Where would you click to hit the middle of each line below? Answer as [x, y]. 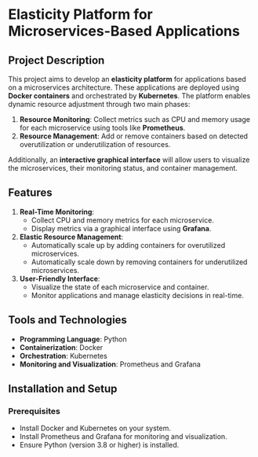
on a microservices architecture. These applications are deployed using [124, 87]
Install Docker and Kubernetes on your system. [95, 428]
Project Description [56, 60]
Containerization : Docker [61, 347]
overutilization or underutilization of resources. [95, 144]
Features [30, 193]
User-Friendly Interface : [60, 278]
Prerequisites [34, 411]
